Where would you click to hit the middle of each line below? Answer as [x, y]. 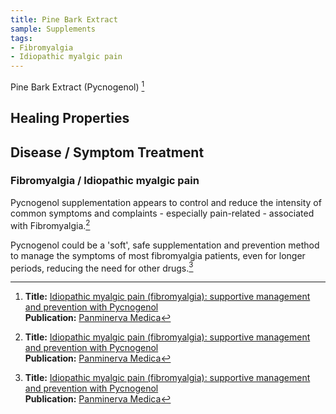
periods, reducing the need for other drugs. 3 [102, 267]
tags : [21, 38]
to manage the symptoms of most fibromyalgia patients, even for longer [158, 255]
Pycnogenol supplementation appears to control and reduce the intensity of [166, 202]
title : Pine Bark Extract [64, 19]
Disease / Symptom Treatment [107, 152]
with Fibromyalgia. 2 [50, 224]
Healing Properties [70, 118]
